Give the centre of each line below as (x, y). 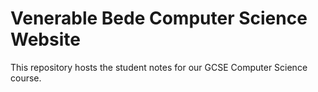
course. (26, 78)
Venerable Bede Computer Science (159, 18)
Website (45, 39)
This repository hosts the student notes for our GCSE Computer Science (159, 67)
